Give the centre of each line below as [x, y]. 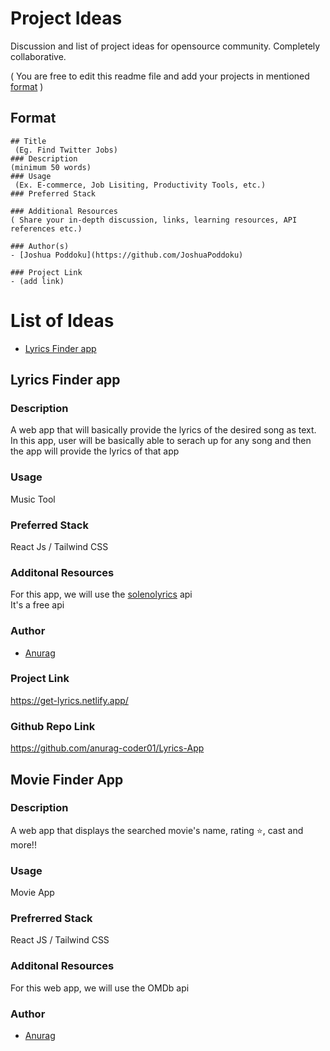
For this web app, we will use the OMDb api [100, 988]
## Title [28, 141]
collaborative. [38, 56]
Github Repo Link [53, 726]
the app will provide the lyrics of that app [95, 451]
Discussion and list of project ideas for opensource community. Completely [165, 46]
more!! [23, 844]
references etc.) [46, 228]
